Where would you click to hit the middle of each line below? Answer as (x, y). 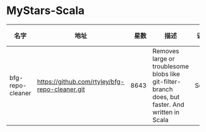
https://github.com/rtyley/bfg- (81, 81)
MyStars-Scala (45, 11)
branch (163, 89)
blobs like (166, 74)
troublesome (170, 66)
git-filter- (167, 81)
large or (163, 59)
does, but (166, 97)
